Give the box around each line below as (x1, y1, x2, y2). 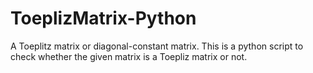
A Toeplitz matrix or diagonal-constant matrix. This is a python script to (10, 40, 304, 52)
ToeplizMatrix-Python (10, 7, 197, 30)
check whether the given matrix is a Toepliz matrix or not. (10, 50, 248, 62)
